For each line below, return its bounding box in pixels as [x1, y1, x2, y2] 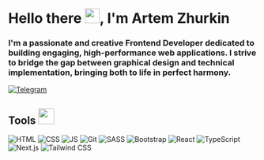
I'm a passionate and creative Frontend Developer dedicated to [8, 38, 255, 49]
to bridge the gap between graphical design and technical [8, 58, 235, 69]
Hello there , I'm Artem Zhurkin [8, 9, 230, 28]
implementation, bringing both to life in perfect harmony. [8, 67, 232, 78]
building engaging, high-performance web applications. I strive [8, 47, 257, 58]
